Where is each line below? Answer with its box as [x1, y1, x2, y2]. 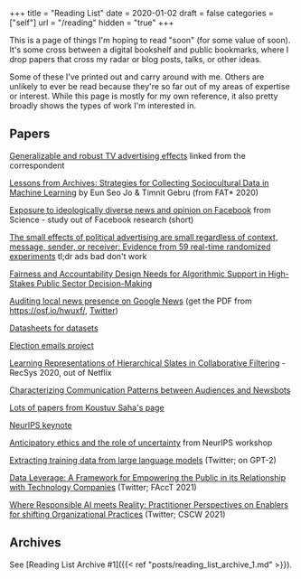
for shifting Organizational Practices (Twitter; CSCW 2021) [9, 509, 226, 519]
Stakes [9, 277, 35, 288]
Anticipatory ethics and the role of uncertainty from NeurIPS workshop [9, 437, 273, 448]
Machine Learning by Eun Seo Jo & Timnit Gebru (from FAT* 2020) [9, 187, 259, 198]
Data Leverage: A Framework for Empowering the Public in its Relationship [9, 472, 287, 482]
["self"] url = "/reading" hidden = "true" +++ [9, 17, 174, 28]
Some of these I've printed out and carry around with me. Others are [9, 71, 265, 82]
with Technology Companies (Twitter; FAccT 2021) [9, 481, 197, 492]
